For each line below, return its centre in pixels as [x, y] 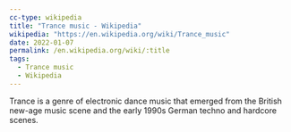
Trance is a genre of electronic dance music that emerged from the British [145, 101]
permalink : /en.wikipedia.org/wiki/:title [90, 51]
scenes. [24, 120]
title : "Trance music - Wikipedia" [76, 26]
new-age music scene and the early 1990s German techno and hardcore [143, 110]
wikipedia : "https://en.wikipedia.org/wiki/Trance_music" [120, 34]
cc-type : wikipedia [46, 17]
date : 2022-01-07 [42, 42]
